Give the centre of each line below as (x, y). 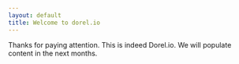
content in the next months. (53, 53)
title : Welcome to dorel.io (54, 23)
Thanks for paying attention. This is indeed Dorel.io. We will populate (120, 44)
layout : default (35, 15)
